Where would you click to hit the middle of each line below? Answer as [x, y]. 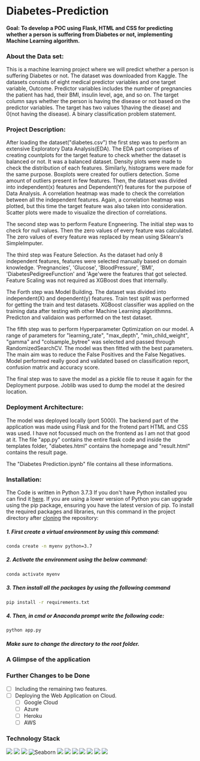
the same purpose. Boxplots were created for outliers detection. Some [93, 175]
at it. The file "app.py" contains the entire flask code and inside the [89, 440]
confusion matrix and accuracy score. [53, 368]
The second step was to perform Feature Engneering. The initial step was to [100, 224]
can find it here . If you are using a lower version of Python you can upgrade [99, 498]
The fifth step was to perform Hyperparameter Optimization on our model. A [100, 329]
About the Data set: [35, 56]
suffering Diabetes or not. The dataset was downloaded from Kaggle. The [97, 76]
